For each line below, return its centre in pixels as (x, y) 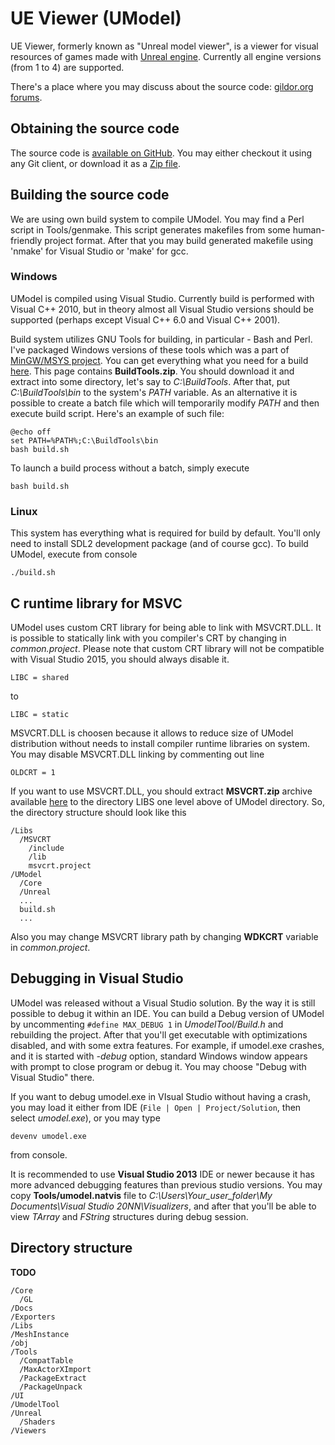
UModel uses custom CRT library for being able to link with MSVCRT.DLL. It (166, 627)
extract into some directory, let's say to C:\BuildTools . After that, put (150, 381)
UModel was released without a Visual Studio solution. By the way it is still (163, 1003)
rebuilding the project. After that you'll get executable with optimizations (159, 1034)
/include (46, 848)
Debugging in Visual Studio (97, 978)
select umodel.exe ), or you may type (85, 1118)
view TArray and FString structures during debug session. (129, 1216)
